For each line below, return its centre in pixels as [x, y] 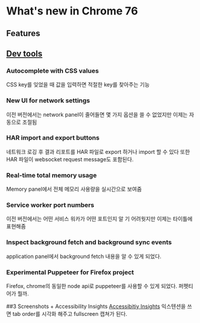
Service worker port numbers [50, 205]
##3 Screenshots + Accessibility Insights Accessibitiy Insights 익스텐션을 [96, 306]
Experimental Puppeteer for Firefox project [70, 272]
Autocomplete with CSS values [53, 70]
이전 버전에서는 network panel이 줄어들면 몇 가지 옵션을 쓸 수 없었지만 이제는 [97, 114]
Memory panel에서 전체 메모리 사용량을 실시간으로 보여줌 [74, 189]
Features [23, 33]
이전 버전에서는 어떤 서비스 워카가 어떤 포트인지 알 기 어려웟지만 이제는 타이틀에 [99, 219]
